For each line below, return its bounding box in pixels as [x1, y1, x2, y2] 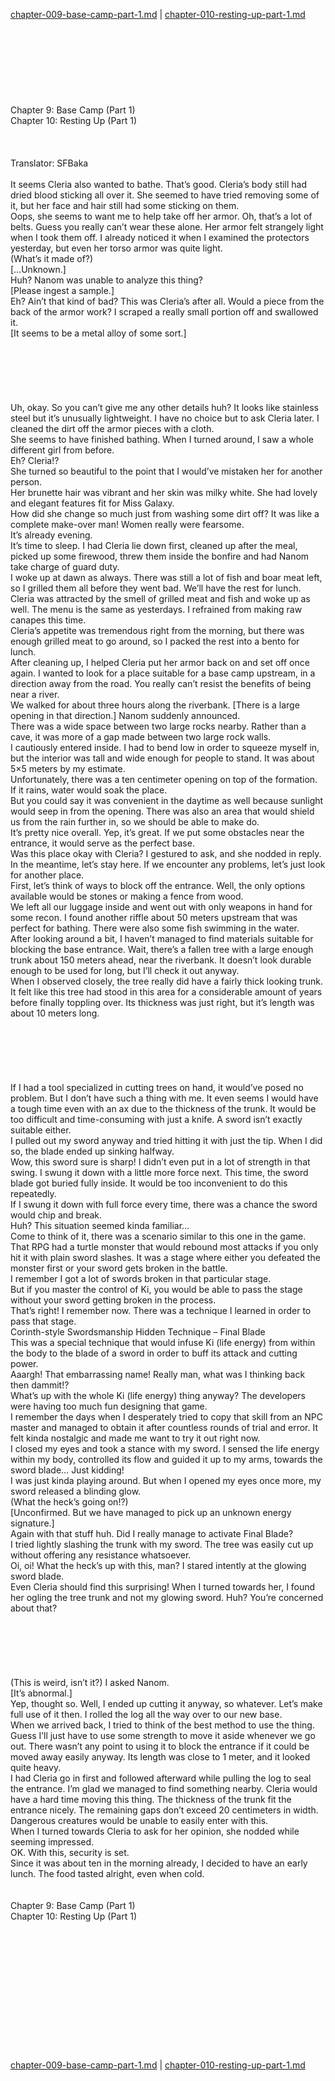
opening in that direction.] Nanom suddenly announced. [10, 710, 241, 721]
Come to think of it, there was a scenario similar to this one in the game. [10, 1230, 307, 1242]
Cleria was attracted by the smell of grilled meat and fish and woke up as [10, 593, 311, 604]
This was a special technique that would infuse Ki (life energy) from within [10, 1337, 316, 1348]
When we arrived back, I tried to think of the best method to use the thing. [10, 1719, 315, 1731]
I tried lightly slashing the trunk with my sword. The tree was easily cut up [10, 1539, 314, 1550]
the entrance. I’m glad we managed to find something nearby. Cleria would [10, 1783, 318, 1794]
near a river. [10, 689, 60, 700]
